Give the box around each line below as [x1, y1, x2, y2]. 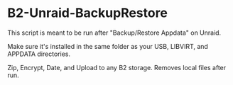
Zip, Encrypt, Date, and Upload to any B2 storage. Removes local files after [7, 63, 227, 72]
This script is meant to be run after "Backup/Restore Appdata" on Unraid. [7, 28, 222, 37]
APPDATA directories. [7, 50, 71, 58]
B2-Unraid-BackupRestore [7, 5, 168, 21]
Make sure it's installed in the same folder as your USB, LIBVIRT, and [7, 42, 208, 50]
